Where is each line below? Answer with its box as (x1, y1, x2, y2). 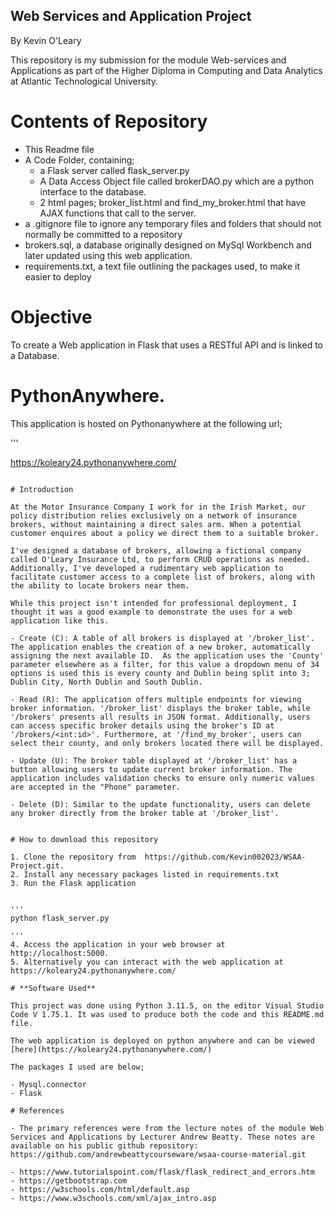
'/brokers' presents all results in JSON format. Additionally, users (10, 712, 311, 722)
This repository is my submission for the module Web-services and (10, 54, 287, 66)
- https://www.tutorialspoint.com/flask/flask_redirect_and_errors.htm (10, 1167, 315, 1177)
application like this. (10, 615, 110, 626)
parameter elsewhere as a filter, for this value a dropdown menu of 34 (10, 659, 320, 669)
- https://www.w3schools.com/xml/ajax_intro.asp (10, 1193, 217, 1203)
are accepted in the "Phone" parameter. (10, 782, 182, 792)
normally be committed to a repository (24, 228, 183, 240)
